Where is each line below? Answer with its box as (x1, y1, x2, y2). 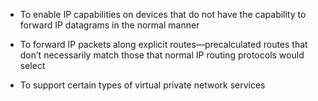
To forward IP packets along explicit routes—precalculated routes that (19, 39, 308, 50)
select (19, 60, 46, 71)
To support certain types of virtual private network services (19, 79, 266, 91)
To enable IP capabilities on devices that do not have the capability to (19, 9, 307, 20)
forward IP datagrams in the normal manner (19, 19, 200, 31)
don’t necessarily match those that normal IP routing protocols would (19, 49, 305, 61)
